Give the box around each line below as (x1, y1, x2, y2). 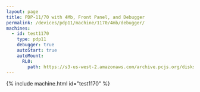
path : (27, 64, 42, 70)
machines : (6, 25, 31, 31)
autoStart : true (17, 47, 58, 53)
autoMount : (17, 53, 44, 59)
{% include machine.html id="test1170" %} (6, 80, 110, 87)
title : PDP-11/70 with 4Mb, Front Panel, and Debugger (6, 14, 145, 20)
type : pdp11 (17, 36, 46, 42)
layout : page (6, 8, 39, 15)
